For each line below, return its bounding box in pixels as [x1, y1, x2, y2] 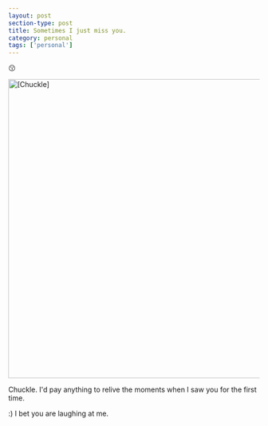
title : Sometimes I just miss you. [8, 26, 127, 34]
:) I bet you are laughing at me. [8, 408, 109, 419]
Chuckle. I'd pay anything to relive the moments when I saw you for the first [8, 385, 257, 395]
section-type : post [8, 19, 73, 27]
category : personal [8, 34, 73, 42]
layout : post [8, 11, 52, 20]
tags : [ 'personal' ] [8, 41, 73, 49]
